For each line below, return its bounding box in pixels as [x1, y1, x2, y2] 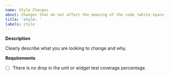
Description [5, 35, 31, 42]
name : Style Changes [5, 7, 49, 13]
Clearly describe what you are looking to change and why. [5, 45, 126, 51]
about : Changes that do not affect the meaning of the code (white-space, [5, 12, 166, 17]
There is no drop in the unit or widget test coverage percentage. [12, 65, 147, 71]
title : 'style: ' [5, 17, 42, 22]
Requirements [5, 55, 36, 61]
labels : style [5, 21, 35, 27]
